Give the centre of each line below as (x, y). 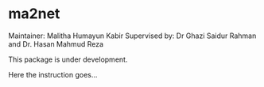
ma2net (34, 14)
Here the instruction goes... (53, 74)
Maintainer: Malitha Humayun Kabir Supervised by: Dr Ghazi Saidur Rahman (132, 36)
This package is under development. (68, 59)
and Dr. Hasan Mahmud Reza (56, 43)
